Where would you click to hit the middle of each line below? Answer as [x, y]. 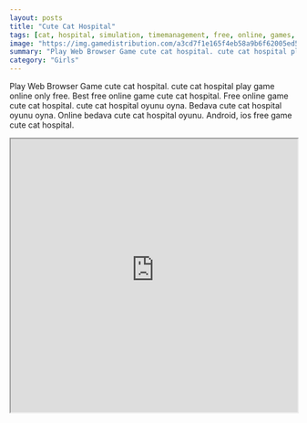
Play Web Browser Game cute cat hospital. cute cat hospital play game [142, 86]
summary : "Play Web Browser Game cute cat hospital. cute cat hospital [148, 52]
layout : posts [36, 18]
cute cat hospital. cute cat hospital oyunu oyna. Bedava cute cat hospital [146, 105]
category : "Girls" [44, 60]
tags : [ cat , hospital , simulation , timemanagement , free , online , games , [153, 35]
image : [22, 43]
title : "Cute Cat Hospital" [63, 26]
